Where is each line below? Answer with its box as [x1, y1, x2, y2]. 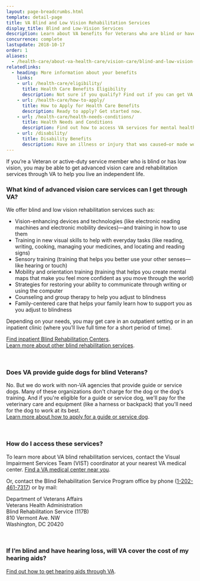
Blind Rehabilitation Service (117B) [6, 508, 89, 515]
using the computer [14, 287, 63, 294]
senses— [167, 255, 191, 262]
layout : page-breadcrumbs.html [6, 8, 84, 15]
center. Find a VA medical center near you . [6, 466, 111, 473]
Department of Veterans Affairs [6, 495, 83, 503]
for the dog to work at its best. [6, 407, 80, 414]
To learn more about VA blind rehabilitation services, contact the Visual [6, 453, 180, 460]
